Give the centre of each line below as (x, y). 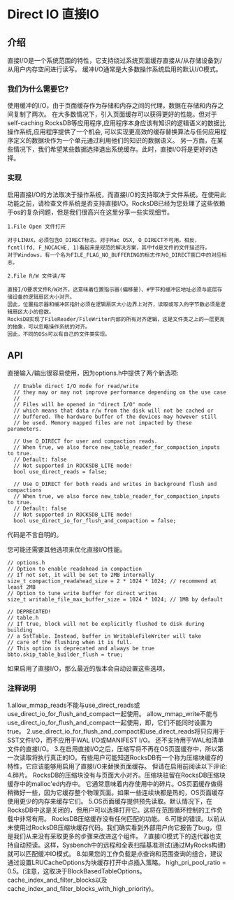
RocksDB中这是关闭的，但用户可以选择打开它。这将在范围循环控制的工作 (112, 810)
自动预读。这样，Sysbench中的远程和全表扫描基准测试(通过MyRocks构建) (119, 845)
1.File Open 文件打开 (37, 227)
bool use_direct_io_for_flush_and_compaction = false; (95, 521)
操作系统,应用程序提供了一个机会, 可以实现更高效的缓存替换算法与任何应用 (114, 132)
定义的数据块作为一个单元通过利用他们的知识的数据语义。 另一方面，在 (115, 141)
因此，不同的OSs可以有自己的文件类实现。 (59, 334)
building (20, 630)
